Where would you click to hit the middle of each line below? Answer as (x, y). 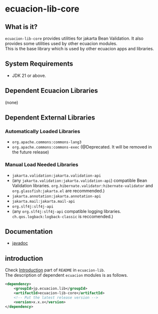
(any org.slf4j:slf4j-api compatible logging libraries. (66, 211)
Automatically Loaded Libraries (43, 131)
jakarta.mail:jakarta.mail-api (43, 201)
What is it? (21, 27)
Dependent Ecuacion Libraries (51, 91)
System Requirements (39, 64)
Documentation (29, 232)
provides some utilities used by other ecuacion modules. (61, 44)
